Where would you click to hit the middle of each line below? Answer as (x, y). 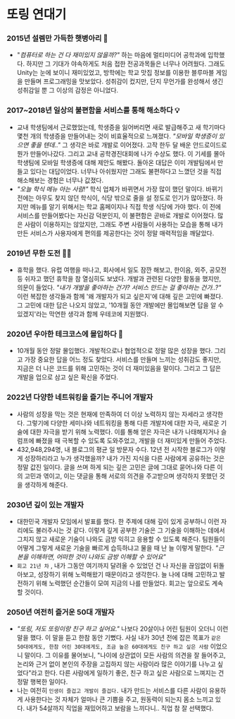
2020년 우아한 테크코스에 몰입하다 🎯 (65, 334)
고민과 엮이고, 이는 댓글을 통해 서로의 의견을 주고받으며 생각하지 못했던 (121, 476)
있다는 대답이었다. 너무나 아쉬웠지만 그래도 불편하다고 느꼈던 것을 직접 (126, 171)
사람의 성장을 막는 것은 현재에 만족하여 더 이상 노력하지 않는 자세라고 (110, 414)
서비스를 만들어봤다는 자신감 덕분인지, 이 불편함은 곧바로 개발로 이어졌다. (116, 215)
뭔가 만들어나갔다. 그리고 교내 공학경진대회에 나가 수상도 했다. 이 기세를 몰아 (121, 153)
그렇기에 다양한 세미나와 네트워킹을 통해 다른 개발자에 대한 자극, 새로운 (123, 423)
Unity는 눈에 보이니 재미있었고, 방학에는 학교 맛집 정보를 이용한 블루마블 (115, 73)
